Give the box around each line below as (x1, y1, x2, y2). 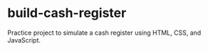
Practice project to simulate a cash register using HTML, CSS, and (7, 28, 202, 37)
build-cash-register (7, 5, 127, 21)
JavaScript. (7, 35, 41, 44)
